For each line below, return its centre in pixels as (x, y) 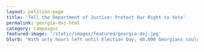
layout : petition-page (35, 12)
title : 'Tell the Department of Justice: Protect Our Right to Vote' (96, 17)
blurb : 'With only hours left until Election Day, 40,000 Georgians (95, 39)
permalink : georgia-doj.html (43, 23)
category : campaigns (32, 28)
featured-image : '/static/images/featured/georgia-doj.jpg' (84, 34)
